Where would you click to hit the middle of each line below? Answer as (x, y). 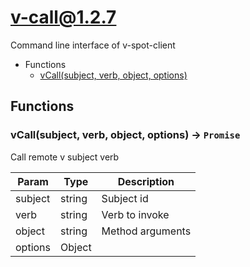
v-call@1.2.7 (63, 17)
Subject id (125, 198)
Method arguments (146, 231)
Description (146, 181)
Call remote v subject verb (65, 157)
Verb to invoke (135, 214)
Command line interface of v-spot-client (93, 45)
